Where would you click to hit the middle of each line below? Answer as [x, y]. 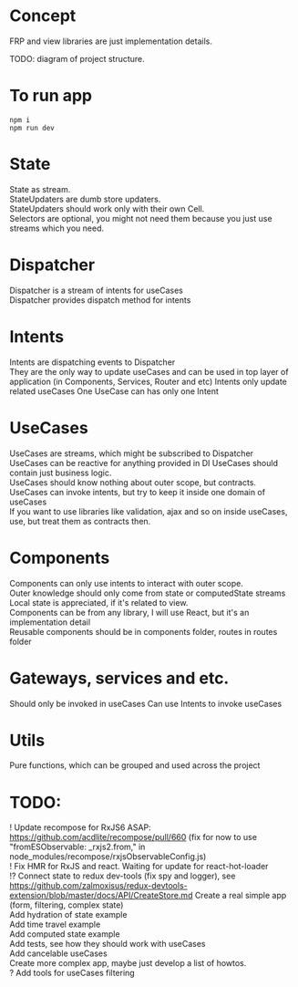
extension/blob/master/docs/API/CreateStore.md [101, 896]
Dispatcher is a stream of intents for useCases [97, 290]
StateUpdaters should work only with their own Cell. [107, 208]
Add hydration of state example [68, 915]
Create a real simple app [241, 896]
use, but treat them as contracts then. [80, 521]
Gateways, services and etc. [119, 678]
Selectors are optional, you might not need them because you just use [141, 218]
